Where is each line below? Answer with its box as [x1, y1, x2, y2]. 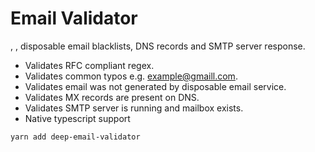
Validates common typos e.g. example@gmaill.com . [24, 70, 238, 82]
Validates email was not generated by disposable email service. [24, 80, 287, 92]
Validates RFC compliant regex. [24, 59, 155, 71]
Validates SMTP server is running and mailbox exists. [24, 102, 244, 114]
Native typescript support [24, 112, 131, 124]
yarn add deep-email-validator [10, 132, 141, 142]
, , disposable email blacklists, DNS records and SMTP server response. [10, 40, 306, 52]
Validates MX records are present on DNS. [24, 91, 200, 103]
